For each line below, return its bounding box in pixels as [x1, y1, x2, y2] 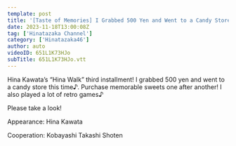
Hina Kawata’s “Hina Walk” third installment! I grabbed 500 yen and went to [7, 75, 225, 84]
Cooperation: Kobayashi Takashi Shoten [7, 131, 123, 139]
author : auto [7, 43, 46, 50]
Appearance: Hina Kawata [7, 117, 83, 126]
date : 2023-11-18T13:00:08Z [7, 23, 90, 30]
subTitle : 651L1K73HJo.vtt [7, 56, 86, 63]
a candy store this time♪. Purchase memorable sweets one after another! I [7, 82, 223, 91]
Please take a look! [7, 103, 62, 112]
